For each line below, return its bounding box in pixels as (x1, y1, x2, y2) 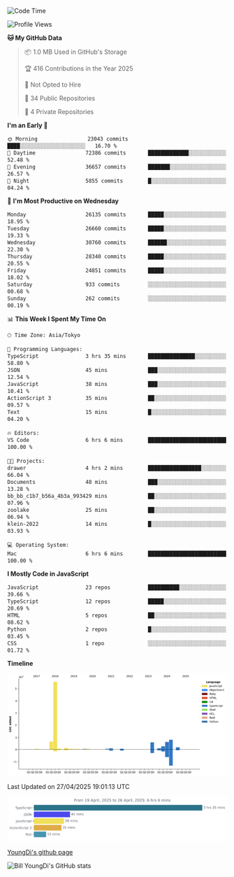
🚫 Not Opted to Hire (24, 80, 82, 89)
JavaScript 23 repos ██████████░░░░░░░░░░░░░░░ (7, 584, 227, 591)
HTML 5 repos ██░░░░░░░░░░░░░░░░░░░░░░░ (7, 612, 227, 619)
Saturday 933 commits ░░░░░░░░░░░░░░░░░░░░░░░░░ (7, 281, 227, 288)
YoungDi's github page (7, 848, 73, 856)
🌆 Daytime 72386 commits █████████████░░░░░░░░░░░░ (7, 150, 227, 157)
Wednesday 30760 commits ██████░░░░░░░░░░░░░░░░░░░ (7, 239, 227, 246)
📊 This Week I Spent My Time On (7, 315, 106, 323)
